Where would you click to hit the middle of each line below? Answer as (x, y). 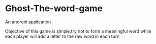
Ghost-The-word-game (54, 8)
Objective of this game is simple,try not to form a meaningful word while (78, 31)
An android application (28, 22)
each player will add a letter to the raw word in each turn (62, 36)
